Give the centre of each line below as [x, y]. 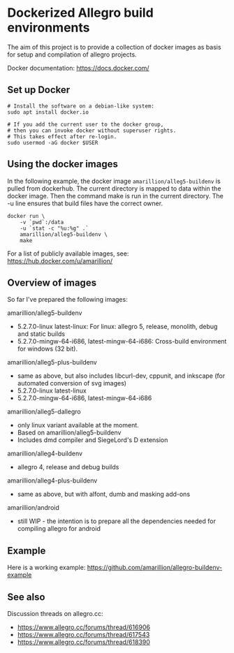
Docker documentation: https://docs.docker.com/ [78, 68]
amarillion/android [33, 508]
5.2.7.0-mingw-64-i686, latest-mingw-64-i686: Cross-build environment [122, 342]
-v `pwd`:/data [42, 222]
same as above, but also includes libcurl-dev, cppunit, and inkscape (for [121, 376]
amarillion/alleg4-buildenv [45, 454]
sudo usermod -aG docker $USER [53, 142]
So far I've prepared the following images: [67, 300]
